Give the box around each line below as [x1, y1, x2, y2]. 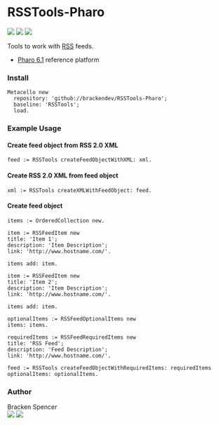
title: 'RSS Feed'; [7, 339, 64, 347]
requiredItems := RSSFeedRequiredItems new [7, 334, 137, 341]
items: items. [7, 321, 49, 328]
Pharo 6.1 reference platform [17, 55, 100, 64]
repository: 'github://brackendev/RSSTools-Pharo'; [13, 95, 168, 102]
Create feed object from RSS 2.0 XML [7, 141, 118, 149]
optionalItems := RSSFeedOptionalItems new [7, 315, 137, 323]
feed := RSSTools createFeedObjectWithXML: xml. [7, 156, 152, 163]
